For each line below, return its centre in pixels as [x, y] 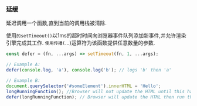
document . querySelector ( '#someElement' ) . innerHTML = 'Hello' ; [84, 86]
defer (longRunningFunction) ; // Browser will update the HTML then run [95, 97]
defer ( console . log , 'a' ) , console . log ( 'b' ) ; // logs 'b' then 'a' [89, 70]
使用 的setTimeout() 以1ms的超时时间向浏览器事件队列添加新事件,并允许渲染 [96, 36]
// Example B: [23, 80]
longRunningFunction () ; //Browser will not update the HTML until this [95, 91]
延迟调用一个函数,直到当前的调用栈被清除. [57, 23]
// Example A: [23, 65]
